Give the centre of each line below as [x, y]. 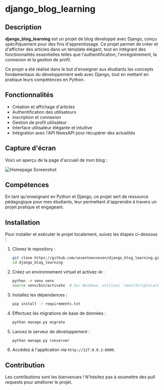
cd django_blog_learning [37, 263]
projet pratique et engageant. [35, 207]
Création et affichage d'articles [43, 107]
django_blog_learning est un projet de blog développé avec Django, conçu [81, 39]
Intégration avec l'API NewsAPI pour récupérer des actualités [74, 133]
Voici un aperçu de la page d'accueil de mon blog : [56, 160]
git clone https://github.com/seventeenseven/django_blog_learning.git [87, 258]
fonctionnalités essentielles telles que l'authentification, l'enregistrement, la [81, 54]
